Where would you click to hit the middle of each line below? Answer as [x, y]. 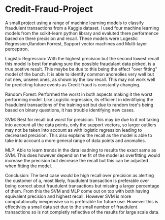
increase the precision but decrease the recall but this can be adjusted [77, 160]
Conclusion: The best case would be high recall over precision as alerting [80, 175]
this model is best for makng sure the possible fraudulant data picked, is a [80, 64]
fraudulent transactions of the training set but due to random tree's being [79, 105]
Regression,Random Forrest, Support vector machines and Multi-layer [76, 43]
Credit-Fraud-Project [49, 9]
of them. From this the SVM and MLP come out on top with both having [77, 191]
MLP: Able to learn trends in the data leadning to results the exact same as [81, 150]
